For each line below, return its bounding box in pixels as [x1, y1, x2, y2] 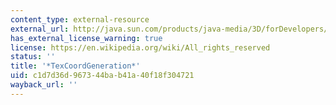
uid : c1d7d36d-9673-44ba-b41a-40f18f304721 [10, 71, 195, 81]
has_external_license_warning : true [10, 33, 163, 43]
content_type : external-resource [10, 14, 150, 25]
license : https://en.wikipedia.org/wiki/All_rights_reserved [10, 42, 271, 53]
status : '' [10, 52, 56, 62]
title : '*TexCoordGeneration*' [10, 61, 141, 71]
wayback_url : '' [10, 80, 78, 90]
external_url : [10, 24, 70, 34]
